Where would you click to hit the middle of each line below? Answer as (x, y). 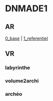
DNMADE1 (26, 9)
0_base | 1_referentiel (26, 38)
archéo (14, 94)
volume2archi (22, 81)
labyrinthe (18, 68)
